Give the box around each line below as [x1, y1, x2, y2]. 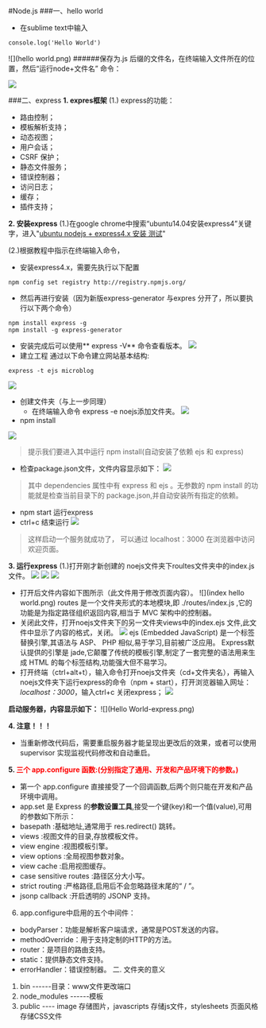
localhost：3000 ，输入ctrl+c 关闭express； [19, 688, 164, 696]
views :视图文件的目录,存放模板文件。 [19, 832, 143, 840]
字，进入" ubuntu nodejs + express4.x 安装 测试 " [8, 229, 166, 238]
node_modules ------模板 [19, 991, 104, 1001]
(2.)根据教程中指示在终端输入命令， [8, 246, 125, 255]
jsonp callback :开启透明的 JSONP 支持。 [19, 891, 155, 900]
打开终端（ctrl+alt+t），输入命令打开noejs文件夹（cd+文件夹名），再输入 [19, 668, 255, 677]
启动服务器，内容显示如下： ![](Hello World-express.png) [8, 704, 195, 713]
